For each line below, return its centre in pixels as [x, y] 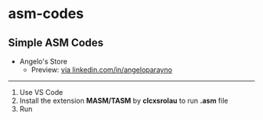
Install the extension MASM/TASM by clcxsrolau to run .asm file [124, 100]
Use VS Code [41, 92]
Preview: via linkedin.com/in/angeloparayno [102, 70]
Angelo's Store [43, 61]
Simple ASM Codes [56, 43]
